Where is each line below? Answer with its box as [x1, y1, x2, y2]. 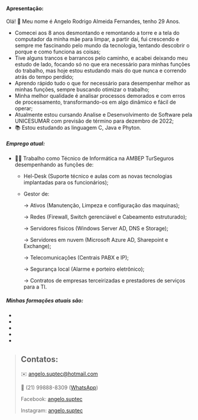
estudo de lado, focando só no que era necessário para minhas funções [14, 61, 190, 68]
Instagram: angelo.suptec [20, 406, 83, 414]
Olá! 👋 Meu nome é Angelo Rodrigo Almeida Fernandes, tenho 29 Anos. [6, 18, 180, 25]
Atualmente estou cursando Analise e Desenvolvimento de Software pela [14, 111, 193, 118]
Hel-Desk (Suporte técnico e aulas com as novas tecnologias [23, 172, 173, 180]
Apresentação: [6, 5, 44, 12]
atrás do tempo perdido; [14, 73, 74, 81]
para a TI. [23, 283, 47, 290]
